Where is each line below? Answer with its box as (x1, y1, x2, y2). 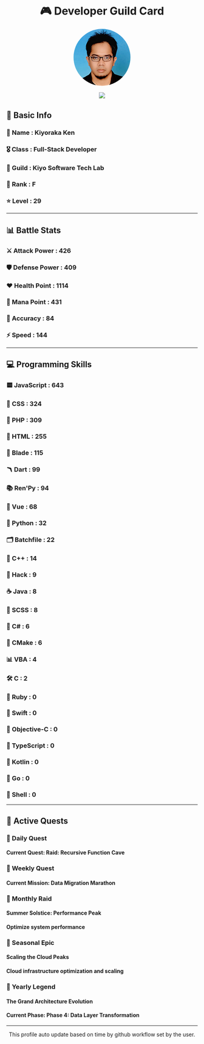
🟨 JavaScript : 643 (6, 380, 64, 389)
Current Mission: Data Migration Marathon (6, 879, 116, 887)
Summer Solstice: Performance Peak (6, 909, 101, 917)
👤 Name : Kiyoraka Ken (6, 128, 75, 137)
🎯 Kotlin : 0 (6, 758, 39, 766)
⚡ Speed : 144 (6, 331, 47, 340)
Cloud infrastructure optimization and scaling (6, 967, 124, 975)
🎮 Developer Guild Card (39, 4, 165, 18)
